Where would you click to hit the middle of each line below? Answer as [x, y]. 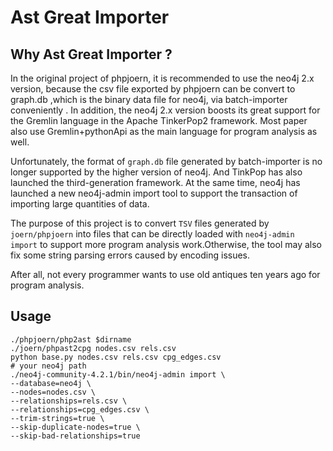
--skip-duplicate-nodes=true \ [75, 427]
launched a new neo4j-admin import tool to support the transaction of [154, 193]
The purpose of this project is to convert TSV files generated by [140, 223]
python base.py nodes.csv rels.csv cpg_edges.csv [116, 357]
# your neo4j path [48, 366]
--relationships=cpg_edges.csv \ [80, 409]
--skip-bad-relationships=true [75, 436]
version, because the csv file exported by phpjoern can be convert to [153, 89]
